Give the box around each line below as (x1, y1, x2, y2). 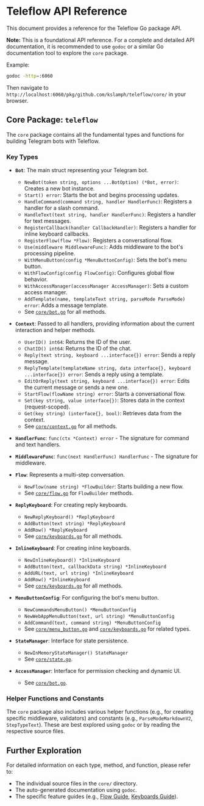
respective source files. (6, 728, 65, 735)
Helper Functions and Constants (6, 694, 104, 703)
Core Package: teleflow (6, 115, 98, 125)
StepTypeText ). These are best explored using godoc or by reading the (6, 721, 180, 728)
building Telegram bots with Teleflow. (6, 137, 100, 145)
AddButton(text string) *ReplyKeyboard (24, 520, 126, 526)
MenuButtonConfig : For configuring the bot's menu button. (15, 594, 160, 601)
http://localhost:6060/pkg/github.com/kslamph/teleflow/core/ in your (6, 90, 186, 98)
